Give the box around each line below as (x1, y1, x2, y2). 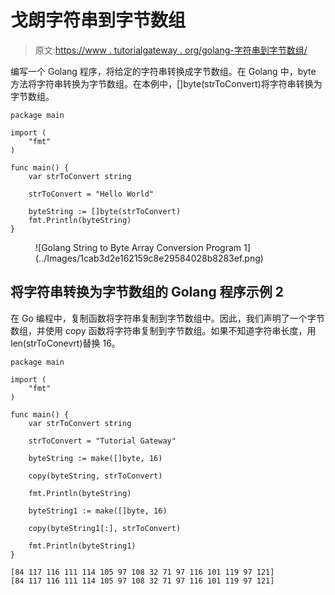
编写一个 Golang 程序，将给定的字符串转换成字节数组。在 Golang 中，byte (10, 65, 317, 77)
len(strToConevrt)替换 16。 (10, 337, 121, 349)
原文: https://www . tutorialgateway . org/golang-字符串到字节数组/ (34, 44, 308, 56)
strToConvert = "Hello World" (28, 189, 155, 199)
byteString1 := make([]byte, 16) (28, 506, 168, 516)
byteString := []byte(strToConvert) (28, 206, 182, 216)
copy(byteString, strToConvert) (28, 471, 163, 481)
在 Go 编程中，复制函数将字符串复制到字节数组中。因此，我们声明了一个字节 (10, 312, 325, 324)
